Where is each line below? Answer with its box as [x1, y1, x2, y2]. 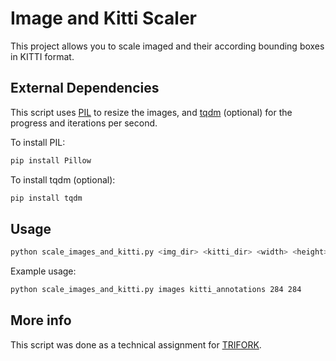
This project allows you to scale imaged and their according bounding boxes [10, 40, 325, 52]
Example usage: [10, 265, 77, 277]
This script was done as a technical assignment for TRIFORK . [10, 338, 262, 351]
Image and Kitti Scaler [10, 7, 198, 30]
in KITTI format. [10, 50, 75, 62]
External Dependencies [10, 80, 160, 97]
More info [10, 312, 72, 329]
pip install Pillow [10, 155, 92, 166]
